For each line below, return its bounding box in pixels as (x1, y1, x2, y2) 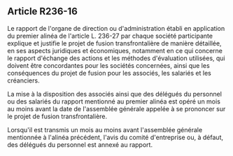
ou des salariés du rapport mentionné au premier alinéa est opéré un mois (7, 97, 220, 106)
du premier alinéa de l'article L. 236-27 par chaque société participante (7, 31, 213, 40)
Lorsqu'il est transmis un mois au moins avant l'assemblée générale (7, 125, 203, 134)
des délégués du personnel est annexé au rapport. (7, 140, 153, 149)
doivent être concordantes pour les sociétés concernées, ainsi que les (7, 61, 210, 69)
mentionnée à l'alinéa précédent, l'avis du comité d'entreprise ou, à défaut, (7, 133, 224, 141)
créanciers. (7, 76, 40, 85)
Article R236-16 (7, 6, 78, 17)
